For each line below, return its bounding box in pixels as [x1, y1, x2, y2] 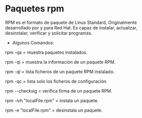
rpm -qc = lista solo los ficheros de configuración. [5, 78, 108, 84]
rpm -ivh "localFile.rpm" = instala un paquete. [5, 98, 99, 104]
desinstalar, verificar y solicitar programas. [5, 30, 93, 36]
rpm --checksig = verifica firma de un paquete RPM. [5, 88, 113, 94]
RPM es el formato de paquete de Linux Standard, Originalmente [5, 19, 138, 25]
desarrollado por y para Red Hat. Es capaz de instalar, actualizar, [5, 24, 138, 30]
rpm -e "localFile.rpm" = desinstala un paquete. [5, 107, 103, 113]
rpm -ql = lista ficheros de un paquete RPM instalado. [5, 68, 115, 75]
